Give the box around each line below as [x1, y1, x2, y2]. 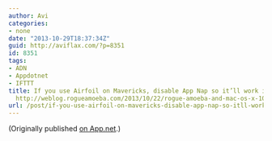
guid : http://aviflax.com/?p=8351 [8, 42, 125, 50]
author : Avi [8, 11, 49, 20]
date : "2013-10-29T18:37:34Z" [8, 34, 111, 43]
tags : [8, 57, 27, 65]
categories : [8, 19, 49, 27]
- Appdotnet [8, 72, 49, 80]
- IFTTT [8, 79, 35, 87]
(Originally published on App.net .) [8, 124, 121, 134]
